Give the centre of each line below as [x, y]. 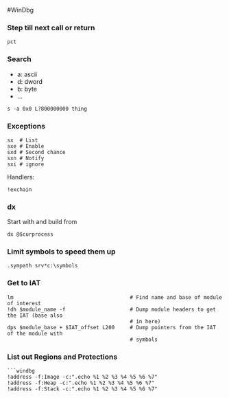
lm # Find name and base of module [115, 297]
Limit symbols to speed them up [61, 252]
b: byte [27, 89]
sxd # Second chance [37, 152]
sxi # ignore [26, 164]
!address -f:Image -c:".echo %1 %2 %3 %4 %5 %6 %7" [82, 377]
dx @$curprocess [30, 234]
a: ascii [27, 74]
